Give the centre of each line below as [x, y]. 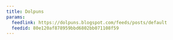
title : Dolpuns [25, 11]
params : [16, 17]
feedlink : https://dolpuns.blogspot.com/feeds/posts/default [89, 22]
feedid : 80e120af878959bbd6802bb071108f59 [65, 28]
